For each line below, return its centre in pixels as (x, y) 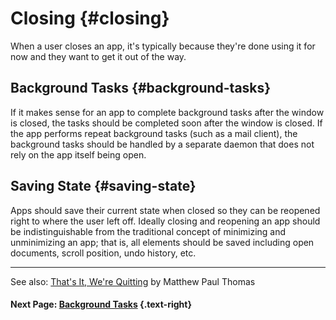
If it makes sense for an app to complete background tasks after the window (167, 112)
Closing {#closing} (90, 18)
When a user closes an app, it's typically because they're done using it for (163, 46)
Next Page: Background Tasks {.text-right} (101, 304)
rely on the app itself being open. (78, 154)
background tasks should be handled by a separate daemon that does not (162, 144)
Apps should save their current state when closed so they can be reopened (165, 210)
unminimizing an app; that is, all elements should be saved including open (162, 242)
